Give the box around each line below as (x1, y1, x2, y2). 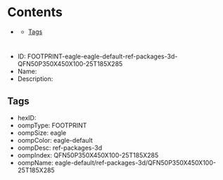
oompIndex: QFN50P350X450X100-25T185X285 (17, 150, 159, 159)
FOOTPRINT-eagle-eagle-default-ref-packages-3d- (27, 52, 178, 60)
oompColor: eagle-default (17, 136, 93, 144)
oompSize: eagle (17, 128, 67, 137)
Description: (17, 75, 53, 83)
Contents (7, 4, 63, 20)
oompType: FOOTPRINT (17, 121, 87, 129)
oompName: (17, 158, 54, 167)
